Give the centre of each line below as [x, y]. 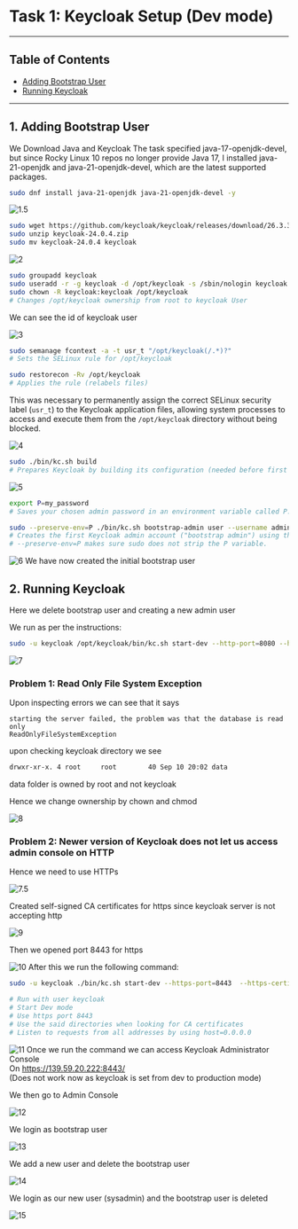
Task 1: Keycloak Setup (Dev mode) [141, 16]
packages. [28, 176]
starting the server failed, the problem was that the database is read [146, 719]
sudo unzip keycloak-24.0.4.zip [69, 234]
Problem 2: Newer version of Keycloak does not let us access [144, 842]
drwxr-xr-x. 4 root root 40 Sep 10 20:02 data [118, 767]
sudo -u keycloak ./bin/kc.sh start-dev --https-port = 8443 [121, 983]
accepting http [36, 916]
